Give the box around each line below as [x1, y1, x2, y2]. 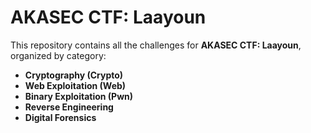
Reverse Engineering [24, 101, 114, 113]
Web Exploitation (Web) [24, 79, 127, 91]
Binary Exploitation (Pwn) [24, 90, 134, 102]
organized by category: [10, 49, 107, 61]
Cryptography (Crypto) [24, 69, 124, 81]
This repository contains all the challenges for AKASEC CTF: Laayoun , [10, 39, 302, 51]
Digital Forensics [24, 111, 97, 123]
